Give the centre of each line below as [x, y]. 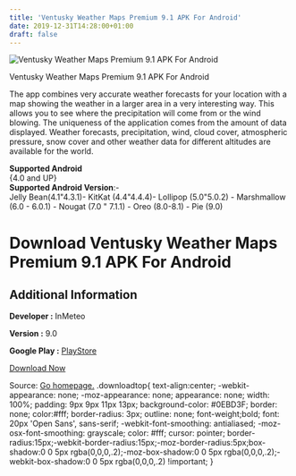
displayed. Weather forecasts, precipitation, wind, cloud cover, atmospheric [148, 132]
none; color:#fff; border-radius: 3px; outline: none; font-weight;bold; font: [144, 414]
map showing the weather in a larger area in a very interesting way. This [142, 104]
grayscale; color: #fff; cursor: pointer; [156, 433]
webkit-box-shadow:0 [50, 462]
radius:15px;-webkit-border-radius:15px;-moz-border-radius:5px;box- [138, 443]
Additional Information [73, 295]
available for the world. [51, 151]
